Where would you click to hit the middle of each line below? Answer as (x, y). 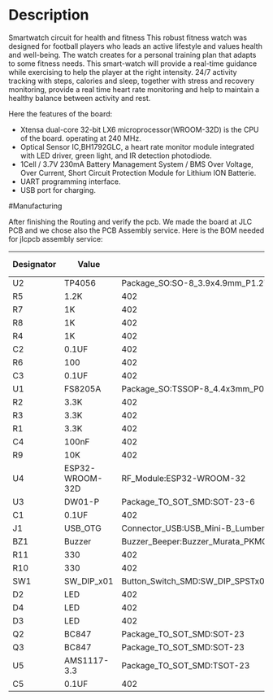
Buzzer (78, 541)
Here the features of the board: (61, 114)
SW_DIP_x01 (89, 581)
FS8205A (82, 388)
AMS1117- (87, 660)
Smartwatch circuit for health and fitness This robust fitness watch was (128, 37)
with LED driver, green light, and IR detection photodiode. (116, 155)
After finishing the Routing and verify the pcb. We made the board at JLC (130, 221)
